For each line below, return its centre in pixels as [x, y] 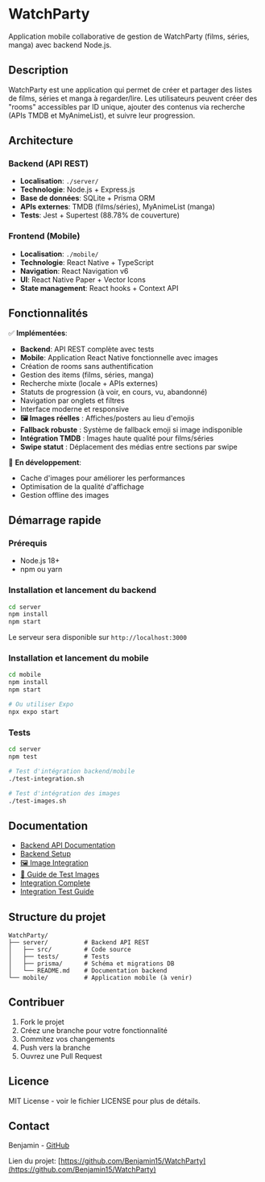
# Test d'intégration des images [64, 793]
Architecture [41, 141]
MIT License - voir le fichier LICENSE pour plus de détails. [105, 1101]
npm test [23, 757]
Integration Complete [55, 883]
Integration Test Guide [57, 892]
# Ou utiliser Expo [41, 705]
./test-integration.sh [46, 778]
